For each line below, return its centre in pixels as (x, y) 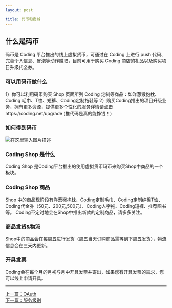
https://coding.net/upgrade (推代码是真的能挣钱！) (59, 113)
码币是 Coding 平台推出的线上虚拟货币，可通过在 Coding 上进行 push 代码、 (86, 55)
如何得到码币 (21, 127)
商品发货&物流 (23, 227)
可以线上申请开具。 (26, 278)
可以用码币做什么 (26, 82)
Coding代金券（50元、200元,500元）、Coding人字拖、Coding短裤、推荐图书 (86, 206)
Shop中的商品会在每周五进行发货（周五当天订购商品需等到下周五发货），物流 (86, 239)
